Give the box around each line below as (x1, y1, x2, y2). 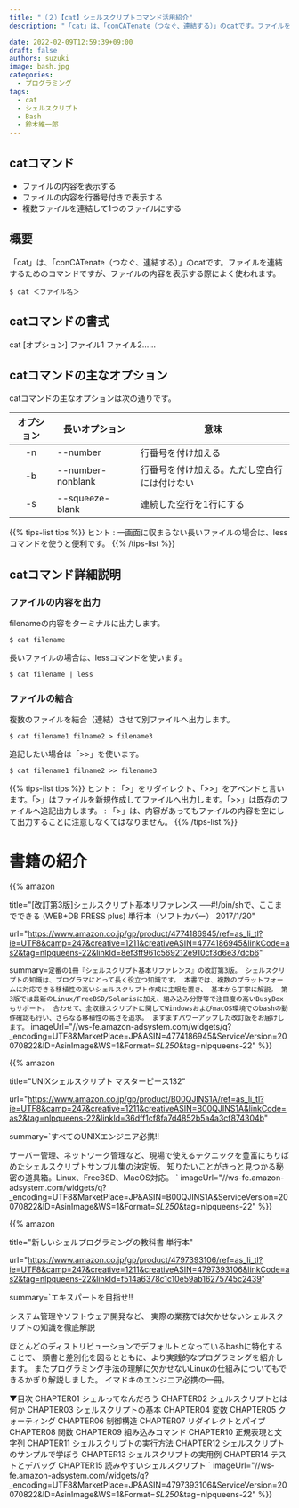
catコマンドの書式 (9, 314, 109, 330)
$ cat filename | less (9, 670, 93, 680)
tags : (9, 86, 29, 96)
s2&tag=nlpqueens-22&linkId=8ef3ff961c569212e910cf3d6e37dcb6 (9, 948, 260, 958)
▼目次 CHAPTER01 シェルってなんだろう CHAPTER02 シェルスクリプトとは (9, 1393, 287, 1404)
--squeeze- (56, 492, 110, 504)
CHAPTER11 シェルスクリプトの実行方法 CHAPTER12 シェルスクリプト (26, 1438, 285, 1448)
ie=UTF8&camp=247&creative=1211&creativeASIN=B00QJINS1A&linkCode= (9, 1104, 287, 1114)
